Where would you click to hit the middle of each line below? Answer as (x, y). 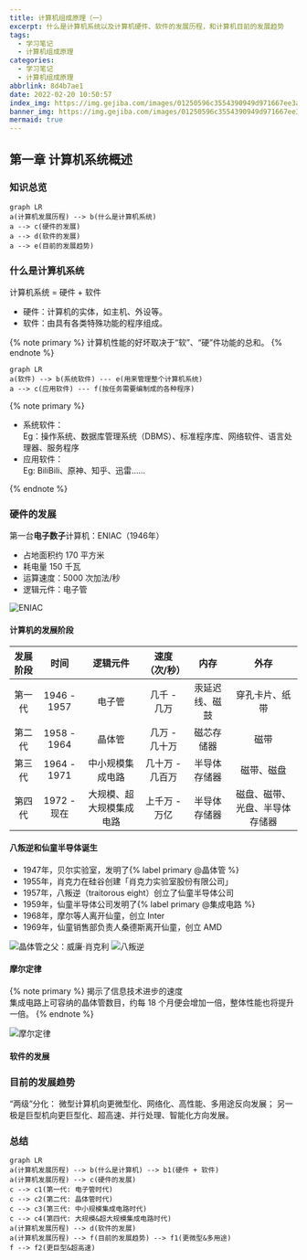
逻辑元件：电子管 (55, 590)
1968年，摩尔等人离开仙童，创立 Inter (94, 915)
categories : (32, 60)
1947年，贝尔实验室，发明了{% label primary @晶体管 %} (131, 870)
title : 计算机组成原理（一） (58, 18)
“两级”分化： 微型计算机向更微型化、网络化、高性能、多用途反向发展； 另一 (152, 1104)
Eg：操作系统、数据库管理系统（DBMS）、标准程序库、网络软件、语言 (153, 436)
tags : (20, 35)
